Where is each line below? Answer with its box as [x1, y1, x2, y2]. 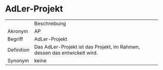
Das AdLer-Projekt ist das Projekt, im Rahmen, [34, 43, 140, 50]
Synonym [7, 57, 29, 64]
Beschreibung [34, 20, 66, 27]
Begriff [7, 35, 23, 42]
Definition [7, 47, 30, 53]
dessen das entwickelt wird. [34, 49, 98, 56]
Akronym [7, 28, 28, 35]
